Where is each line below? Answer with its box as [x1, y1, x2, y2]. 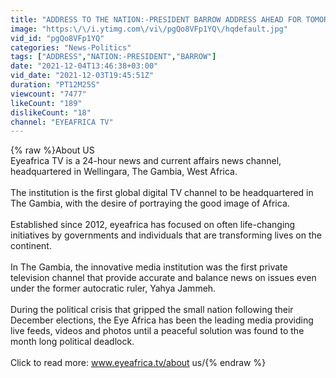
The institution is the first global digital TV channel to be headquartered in [10, 187, 314, 199]
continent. [10, 240, 52, 252]
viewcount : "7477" [10, 89, 87, 99]
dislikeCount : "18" [10, 107, 92, 118]
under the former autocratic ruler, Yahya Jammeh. [10, 282, 217, 295]
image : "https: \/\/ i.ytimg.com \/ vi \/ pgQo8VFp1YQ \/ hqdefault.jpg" [10, 24, 288, 34]
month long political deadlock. [10, 336, 135, 348]
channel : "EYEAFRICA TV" [10, 117, 114, 127]
